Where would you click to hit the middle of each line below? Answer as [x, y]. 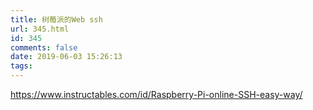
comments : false [44, 47]
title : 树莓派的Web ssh [56, 19]
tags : [21, 66]
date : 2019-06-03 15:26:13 [66, 57]
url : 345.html [40, 29]
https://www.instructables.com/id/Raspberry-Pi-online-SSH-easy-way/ [156, 94]
